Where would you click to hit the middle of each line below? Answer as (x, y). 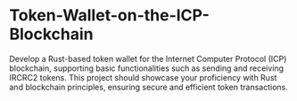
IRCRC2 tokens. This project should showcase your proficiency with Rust (143, 77)
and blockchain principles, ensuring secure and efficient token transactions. (148, 87)
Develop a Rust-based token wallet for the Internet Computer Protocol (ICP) (148, 58)
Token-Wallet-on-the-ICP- (109, 16)
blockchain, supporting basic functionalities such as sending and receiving (146, 68)
